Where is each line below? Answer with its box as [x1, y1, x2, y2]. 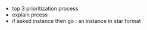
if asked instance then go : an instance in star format [11, 18, 141, 24]
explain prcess [11, 11, 48, 18]
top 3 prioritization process [11, 5, 79, 12]
